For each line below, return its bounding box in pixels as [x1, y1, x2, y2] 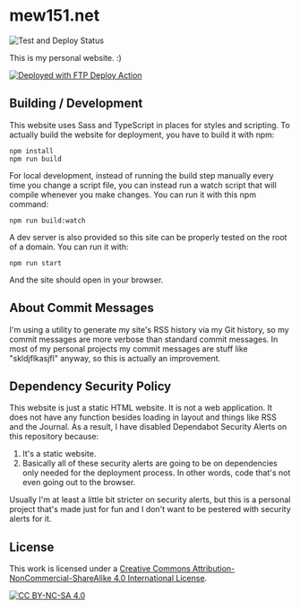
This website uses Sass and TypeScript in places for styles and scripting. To [9, 119, 291, 130]
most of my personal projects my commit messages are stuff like [9, 343, 248, 354]
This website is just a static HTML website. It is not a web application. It [9, 403, 273, 413]
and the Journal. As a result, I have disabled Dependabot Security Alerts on [9, 422, 287, 432]
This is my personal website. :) [9, 52, 123, 63]
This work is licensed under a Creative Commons [9, 563, 191, 574]
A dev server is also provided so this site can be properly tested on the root [9, 231, 287, 242]
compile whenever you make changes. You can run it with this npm [9, 189, 257, 200]
